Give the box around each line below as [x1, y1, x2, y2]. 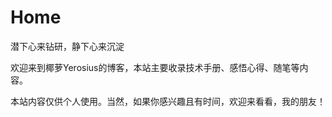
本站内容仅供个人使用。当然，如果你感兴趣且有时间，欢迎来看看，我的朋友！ [10, 95, 326, 107]
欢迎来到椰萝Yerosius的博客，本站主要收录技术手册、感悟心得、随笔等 [10, 61, 300, 73]
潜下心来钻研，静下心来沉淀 [10, 40, 125, 52]
